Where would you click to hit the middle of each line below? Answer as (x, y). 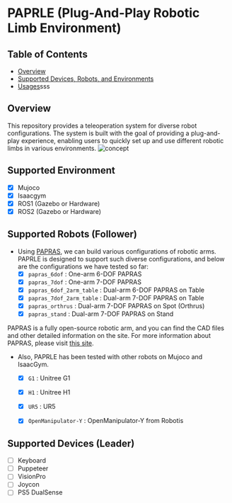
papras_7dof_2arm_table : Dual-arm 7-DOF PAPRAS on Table (116, 298)
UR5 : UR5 (42, 407)
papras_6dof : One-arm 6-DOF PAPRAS (85, 273)
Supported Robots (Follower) (72, 234)
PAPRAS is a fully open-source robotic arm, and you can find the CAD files (116, 328)
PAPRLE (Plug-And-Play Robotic (104, 13)
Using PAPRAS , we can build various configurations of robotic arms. (117, 251)
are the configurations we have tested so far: (83, 266)
